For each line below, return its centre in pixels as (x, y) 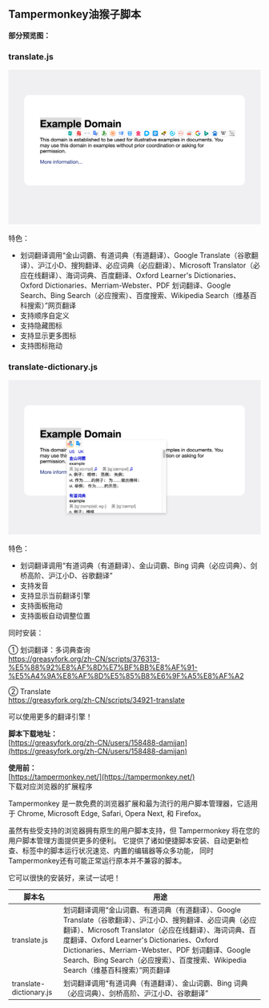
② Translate (30, 691)
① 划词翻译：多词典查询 (49, 650)
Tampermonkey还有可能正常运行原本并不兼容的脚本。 (97, 860)
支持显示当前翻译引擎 (55, 595)
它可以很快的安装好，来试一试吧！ (64, 877)
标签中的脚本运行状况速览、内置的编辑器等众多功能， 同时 (118, 851)
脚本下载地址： (33, 733)
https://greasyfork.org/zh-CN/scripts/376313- (84, 659)
